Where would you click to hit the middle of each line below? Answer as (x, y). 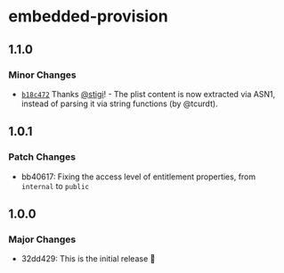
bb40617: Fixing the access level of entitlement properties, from (138, 177)
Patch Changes (42, 157)
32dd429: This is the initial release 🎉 (88, 259)
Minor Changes (42, 75)
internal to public (55, 186)
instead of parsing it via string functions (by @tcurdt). (120, 103)
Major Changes (42, 239)
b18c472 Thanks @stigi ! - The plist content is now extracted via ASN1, (148, 94)
